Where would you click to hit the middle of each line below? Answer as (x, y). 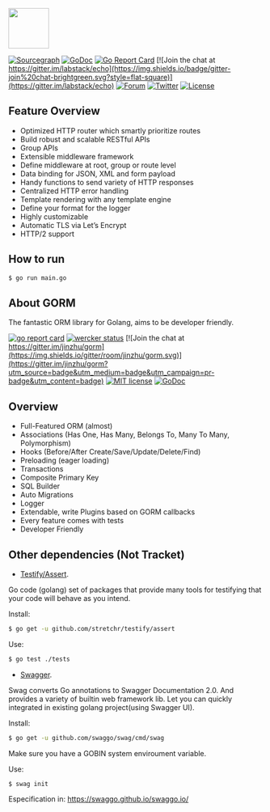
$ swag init (28, 784)
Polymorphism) (45, 443)
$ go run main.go (38, 278)
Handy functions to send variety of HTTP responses (107, 182)
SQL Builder (40, 486)
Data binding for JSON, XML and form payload (97, 173)
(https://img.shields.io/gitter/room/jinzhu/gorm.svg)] (95, 355)
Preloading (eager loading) (65, 460)
